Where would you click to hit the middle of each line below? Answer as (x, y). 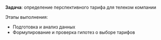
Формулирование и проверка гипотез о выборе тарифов (74, 32)
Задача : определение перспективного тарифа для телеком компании (81, 7)
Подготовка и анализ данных (44, 27)
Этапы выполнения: (26, 17)
